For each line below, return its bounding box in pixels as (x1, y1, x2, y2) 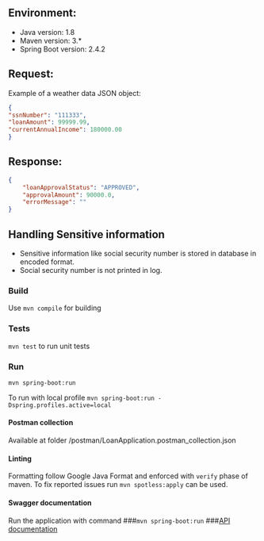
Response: (8, 155, 63, 169)
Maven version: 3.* (19, 36, 82, 45)
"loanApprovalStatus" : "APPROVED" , (22, 183, 140, 191)
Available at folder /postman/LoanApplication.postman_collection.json (8, 435, 236, 445)
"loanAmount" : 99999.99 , (8, 118, 90, 126)
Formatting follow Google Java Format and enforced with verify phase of (8, 471, 248, 481)
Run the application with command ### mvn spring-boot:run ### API (8, 516, 231, 525)
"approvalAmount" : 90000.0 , (22, 190, 115, 199)
